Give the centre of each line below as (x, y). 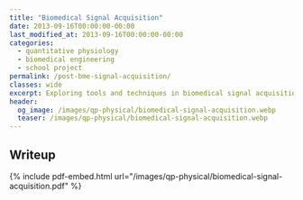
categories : (32, 43)
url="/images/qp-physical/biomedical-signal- (198, 176)
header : (24, 101)
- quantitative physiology (68, 51)
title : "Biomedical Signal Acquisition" (87, 18)
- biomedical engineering (66, 59)
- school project (50, 68)
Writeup (32, 155)
